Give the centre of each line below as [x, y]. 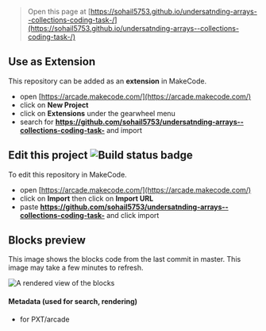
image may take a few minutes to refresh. [76, 268]
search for [37, 122]
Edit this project [48, 156]
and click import [133, 215]
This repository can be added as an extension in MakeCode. [108, 81]
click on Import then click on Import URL [87, 198]
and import [124, 130]
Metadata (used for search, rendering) [73, 302]
